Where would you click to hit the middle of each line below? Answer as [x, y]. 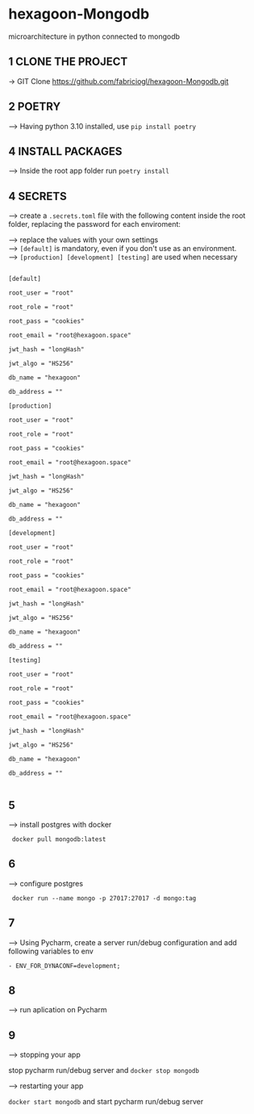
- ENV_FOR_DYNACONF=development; [65, 965]
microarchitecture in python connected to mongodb [94, 36]
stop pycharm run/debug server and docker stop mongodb [104, 1070]
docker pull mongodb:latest [59, 840]
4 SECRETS [37, 196]
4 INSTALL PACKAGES [65, 151]
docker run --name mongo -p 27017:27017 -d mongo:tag [104, 898]
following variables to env [51, 951]
